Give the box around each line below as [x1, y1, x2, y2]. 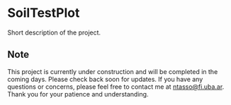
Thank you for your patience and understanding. [7, 89, 149, 98]
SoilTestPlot [7, 5, 80, 21]
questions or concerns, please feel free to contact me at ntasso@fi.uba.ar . [7, 82, 225, 91]
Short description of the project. [7, 28, 101, 37]
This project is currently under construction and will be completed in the [7, 67, 218, 75]
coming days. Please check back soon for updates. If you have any [7, 75, 203, 83]
